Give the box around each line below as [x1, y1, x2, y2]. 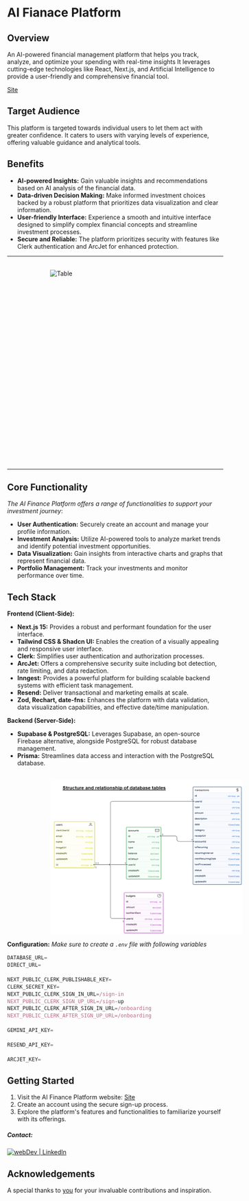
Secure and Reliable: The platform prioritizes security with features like [16, 235, 220, 243]
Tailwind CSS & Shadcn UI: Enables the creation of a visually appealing [16, 638, 220, 646]
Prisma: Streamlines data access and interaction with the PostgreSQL [16, 752, 215, 760]
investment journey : [7, 507, 63, 515]
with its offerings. [16, 1115, 67, 1123]
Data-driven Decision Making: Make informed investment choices [16, 191, 206, 199]
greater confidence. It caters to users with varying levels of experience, [7, 131, 209, 139]
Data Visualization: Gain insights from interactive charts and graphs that [16, 550, 223, 558]
